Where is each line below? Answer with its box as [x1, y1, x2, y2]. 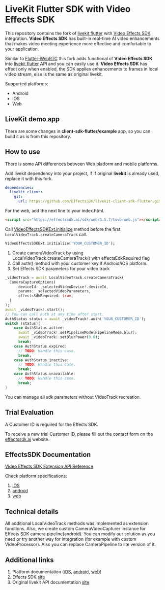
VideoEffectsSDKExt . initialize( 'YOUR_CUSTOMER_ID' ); [5, 241, 115, 246]
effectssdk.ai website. [5, 436, 50, 442]
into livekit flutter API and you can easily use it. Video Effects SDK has [5, 61, 147, 67]
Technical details [5, 507, 59, 516]
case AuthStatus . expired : [14, 344, 67, 348]
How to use [5, 148, 40, 156]
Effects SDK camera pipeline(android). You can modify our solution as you [5, 531, 156, 537]
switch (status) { [5, 321, 41, 326]
